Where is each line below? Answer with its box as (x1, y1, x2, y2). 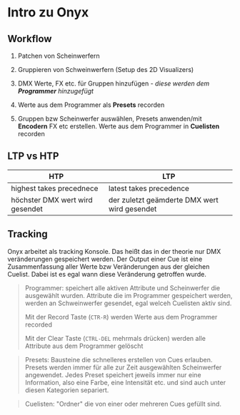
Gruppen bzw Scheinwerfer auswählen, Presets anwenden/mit (17, 115, 202, 123)
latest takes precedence (108, 183, 189, 193)
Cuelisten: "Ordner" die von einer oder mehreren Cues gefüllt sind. (24, 399, 221, 408)
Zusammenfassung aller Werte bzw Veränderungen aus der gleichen (7, 262, 210, 271)
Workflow (7, 33, 52, 45)
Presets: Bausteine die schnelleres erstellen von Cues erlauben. (24, 355, 213, 364)
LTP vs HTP (7, 150, 59, 163)
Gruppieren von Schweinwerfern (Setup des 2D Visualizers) (17, 66, 194, 73)
